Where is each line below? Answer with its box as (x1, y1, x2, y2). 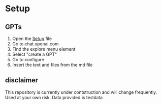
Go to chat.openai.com (12, 41, 59, 47)
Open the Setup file (12, 35, 52, 41)
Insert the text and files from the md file (12, 62, 93, 68)
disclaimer (5, 76, 38, 84)
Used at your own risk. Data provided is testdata (5, 94, 103, 100)
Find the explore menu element (12, 46, 76, 52)
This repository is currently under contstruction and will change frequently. (5, 89, 157, 95)
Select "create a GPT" (12, 51, 57, 57)
